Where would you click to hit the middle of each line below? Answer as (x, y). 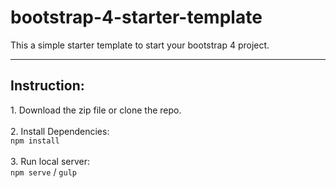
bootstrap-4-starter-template (136, 17)
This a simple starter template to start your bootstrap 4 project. (140, 45)
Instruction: (47, 86)
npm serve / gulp (43, 172)
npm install (35, 141)
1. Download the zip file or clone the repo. (96, 110)
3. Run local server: (50, 161)
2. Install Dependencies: (60, 131)
